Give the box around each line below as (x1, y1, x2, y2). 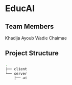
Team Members (5, 22, 54, 31)
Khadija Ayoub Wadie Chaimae (5, 35, 67, 41)
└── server (5, 71, 27, 76)
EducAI (5, 3, 35, 14)
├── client (5, 67, 27, 71)
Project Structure (5, 49, 59, 57)
